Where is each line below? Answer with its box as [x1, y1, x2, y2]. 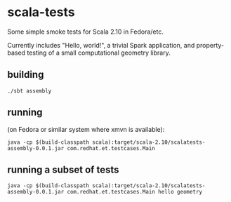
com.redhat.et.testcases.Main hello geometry [67, 189, 202, 196]
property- [196, 41, 225, 49]
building [7, 69, 44, 81]
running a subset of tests [7, 163, 119, 175]
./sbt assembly [7, 87, 52, 95]
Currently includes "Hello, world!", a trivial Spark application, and [7, 41, 195, 49]
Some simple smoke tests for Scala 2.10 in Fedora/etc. [7, 27, 164, 36]
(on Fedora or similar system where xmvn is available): [7, 125, 165, 133]
